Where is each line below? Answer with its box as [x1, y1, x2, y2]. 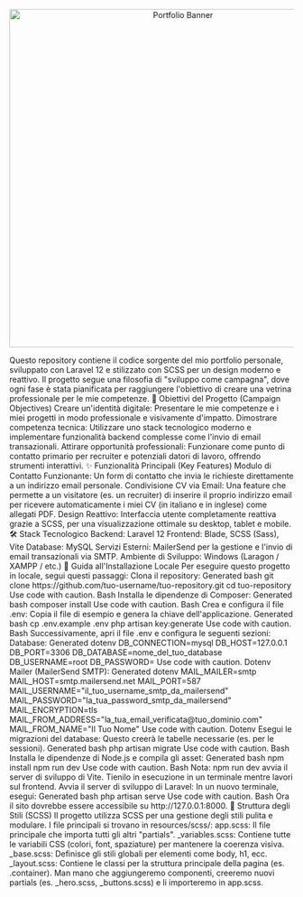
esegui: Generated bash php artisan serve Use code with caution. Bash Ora [9, 791, 290, 801]
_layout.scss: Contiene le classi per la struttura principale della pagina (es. [9, 858, 285, 868]
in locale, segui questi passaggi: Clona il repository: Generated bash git [9, 570, 274, 581]
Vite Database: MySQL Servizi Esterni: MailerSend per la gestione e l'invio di [9, 541, 293, 552]
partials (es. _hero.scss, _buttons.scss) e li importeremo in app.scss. [9, 877, 264, 888]
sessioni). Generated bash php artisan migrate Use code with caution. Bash [9, 743, 290, 754]
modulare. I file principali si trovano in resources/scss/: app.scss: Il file [9, 819, 271, 830]
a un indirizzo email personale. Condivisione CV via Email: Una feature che [9, 480, 287, 491]
